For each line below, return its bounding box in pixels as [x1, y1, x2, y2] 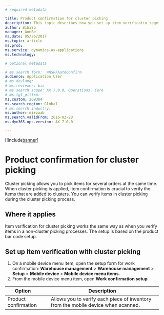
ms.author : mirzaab [5, 111, 45, 115]
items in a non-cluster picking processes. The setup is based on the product [5, 228, 159, 234]
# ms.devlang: [5, 79, 34, 84]
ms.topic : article [5, 38, 42, 44]
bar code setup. [5, 233, 37, 239]
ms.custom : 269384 [5, 97, 42, 102]
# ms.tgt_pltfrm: [5, 92, 41, 97]
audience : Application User [5, 74, 62, 79]
